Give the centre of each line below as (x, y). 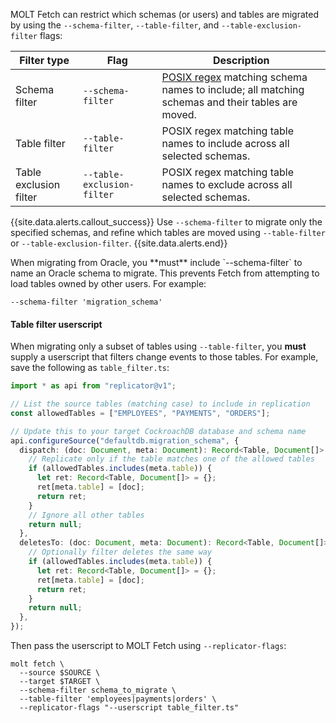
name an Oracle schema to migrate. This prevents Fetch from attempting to (165, 273)
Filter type (44, 60)
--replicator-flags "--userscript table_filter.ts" (129, 708)
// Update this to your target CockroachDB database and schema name (158, 431)
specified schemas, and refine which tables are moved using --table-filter (168, 232)
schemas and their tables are (229, 102)
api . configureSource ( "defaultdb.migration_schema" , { (125, 440)
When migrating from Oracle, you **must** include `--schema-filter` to (156, 262)
